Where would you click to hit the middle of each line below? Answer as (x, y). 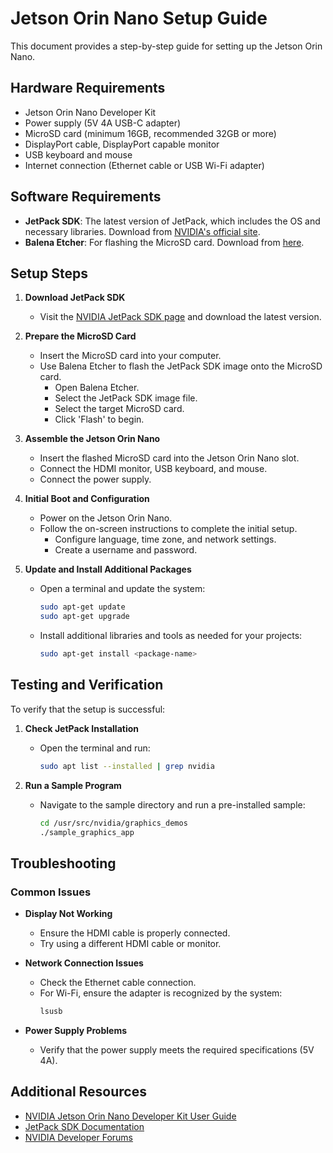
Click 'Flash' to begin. (99, 419)
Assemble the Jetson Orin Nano (92, 439)
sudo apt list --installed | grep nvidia (127, 766)
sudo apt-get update (82, 607)
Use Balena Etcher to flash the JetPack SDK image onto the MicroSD (181, 366)
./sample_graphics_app (87, 832)
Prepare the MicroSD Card (80, 336)
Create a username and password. (126, 550)
